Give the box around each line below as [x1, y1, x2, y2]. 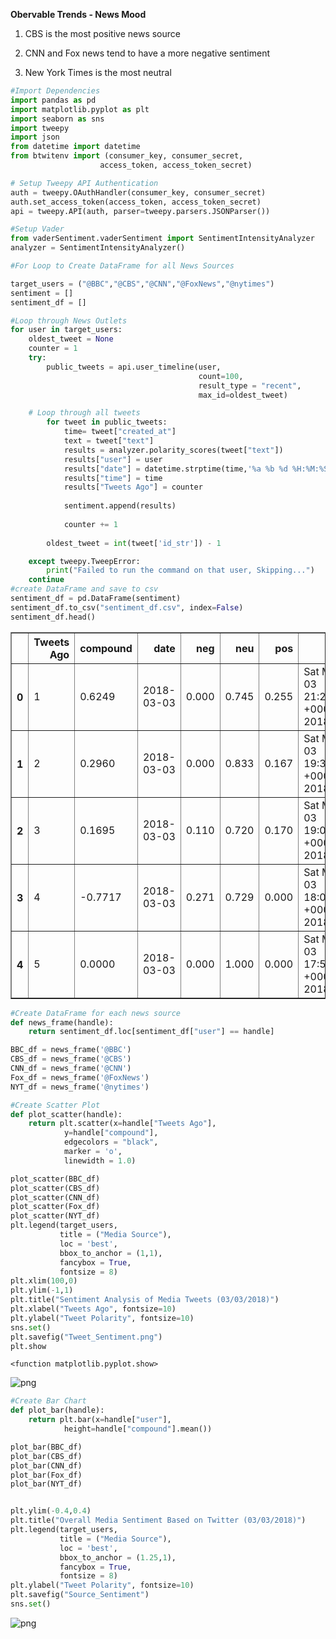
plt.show [10, 1341, 47, 1351]
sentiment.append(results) [63, 501, 177, 511]
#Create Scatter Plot [10, 1100, 101, 1110]
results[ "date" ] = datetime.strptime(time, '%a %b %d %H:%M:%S [63, 464, 329, 474]
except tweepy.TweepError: [28, 556, 141, 566]
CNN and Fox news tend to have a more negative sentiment [24, 47, 271, 59]
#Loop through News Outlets [10, 315, 128, 326]
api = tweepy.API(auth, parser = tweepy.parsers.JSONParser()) [10, 206, 271, 216]
